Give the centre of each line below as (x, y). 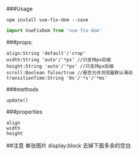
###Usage (20, 9)
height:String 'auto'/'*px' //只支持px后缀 (60, 66)
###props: (20, 42)
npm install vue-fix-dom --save (47, 20)
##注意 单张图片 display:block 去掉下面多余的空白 (69, 145)
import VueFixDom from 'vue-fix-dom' (54, 30)
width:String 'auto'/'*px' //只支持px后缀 (59, 60)
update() (17, 100)
